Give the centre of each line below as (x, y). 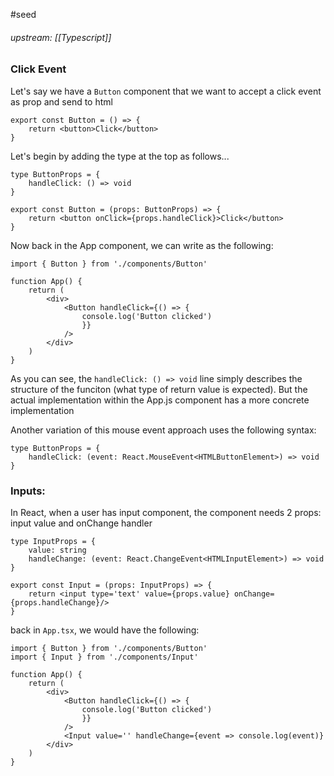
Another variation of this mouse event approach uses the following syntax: (163, 430)
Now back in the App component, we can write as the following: (142, 245)
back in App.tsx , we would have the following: (105, 630)
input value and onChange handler (81, 523)
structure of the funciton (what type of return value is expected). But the (159, 389)
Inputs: (28, 491)
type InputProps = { (53, 541)
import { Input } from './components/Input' (104, 657)
